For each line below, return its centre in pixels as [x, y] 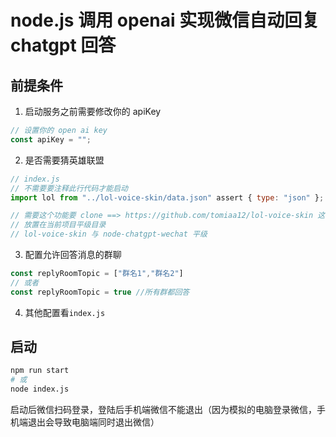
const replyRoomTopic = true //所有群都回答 [100, 292]
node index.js [40, 389]
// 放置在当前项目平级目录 [58, 225]
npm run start [40, 371]
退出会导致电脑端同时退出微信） [93, 422]
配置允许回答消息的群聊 [73, 254]
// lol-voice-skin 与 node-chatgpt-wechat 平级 [109, 234]
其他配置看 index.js [65, 312]
